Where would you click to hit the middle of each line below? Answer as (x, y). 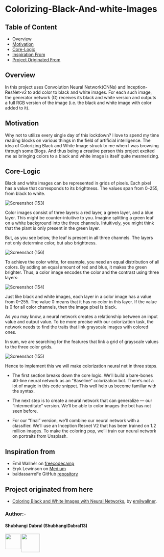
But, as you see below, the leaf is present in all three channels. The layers (79, 238)
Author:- (16, 514)
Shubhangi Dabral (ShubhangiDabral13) (46, 526)
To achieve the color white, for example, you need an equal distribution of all (82, 262)
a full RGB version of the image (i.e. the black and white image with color (78, 103)
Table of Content (31, 27)
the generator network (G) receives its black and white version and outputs (81, 97)
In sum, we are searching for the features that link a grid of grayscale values (82, 342)
